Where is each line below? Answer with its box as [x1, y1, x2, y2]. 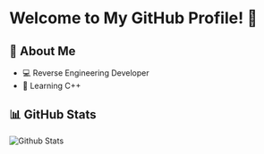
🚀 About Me [9, 44, 76, 59]
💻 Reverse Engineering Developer [21, 68, 149, 78]
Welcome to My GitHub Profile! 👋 [9, 8, 258, 28]
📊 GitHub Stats [9, 107, 97, 123]
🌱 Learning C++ [21, 80, 81, 91]
